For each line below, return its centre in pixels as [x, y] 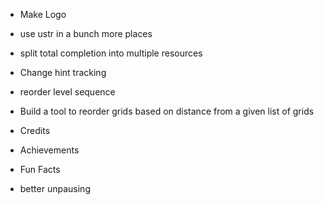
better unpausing [55, 188]
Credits [35, 130]
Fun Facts [40, 169]
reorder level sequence [67, 92]
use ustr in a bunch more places [86, 33]
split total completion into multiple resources [111, 53]
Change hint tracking [63, 72]
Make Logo [43, 14]
